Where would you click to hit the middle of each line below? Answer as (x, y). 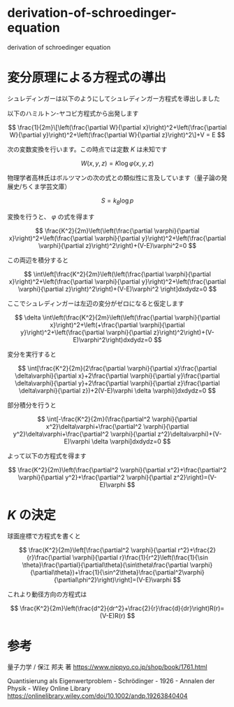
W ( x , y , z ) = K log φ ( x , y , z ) (117, 163)
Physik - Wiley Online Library (49, 688)
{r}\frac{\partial (49, 557)
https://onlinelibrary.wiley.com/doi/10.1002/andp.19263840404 (97, 696)
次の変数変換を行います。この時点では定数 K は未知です (87, 149)
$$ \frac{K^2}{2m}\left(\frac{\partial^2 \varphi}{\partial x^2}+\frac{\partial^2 (117, 469)
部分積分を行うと (32, 405)
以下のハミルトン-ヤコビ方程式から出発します (73, 113)
